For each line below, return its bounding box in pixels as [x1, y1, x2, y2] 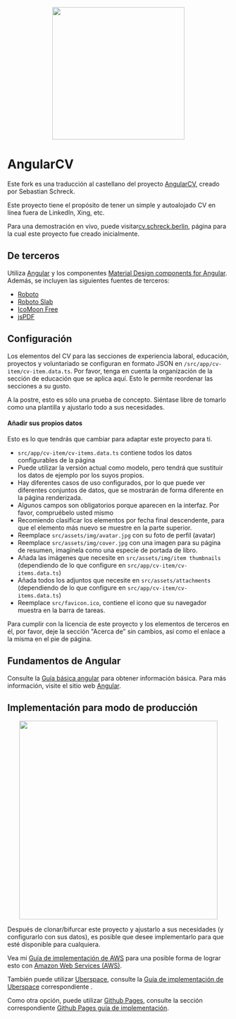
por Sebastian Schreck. [7, 187, 75, 196]
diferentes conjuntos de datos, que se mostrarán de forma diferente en [17, 486, 224, 494]
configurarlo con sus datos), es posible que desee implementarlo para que [7, 933, 224, 941]
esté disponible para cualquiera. [7, 940, 101, 949]
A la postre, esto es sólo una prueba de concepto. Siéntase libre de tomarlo [7, 395, 227, 404]
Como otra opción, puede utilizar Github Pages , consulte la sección [7, 996, 203, 1005]
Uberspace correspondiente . [7, 982, 93, 991]
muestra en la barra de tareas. [17, 606, 106, 614]
